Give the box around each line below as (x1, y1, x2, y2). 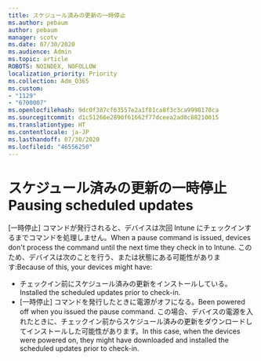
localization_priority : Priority (8, 70, 118, 78)
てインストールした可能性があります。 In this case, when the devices (19, 326, 241, 336)
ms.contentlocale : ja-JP (8, 128, 89, 136)
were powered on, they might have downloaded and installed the (19, 335, 230, 345)
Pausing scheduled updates (8, 196, 194, 214)
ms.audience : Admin (8, 48, 72, 56)
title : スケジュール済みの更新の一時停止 (8, 11, 126, 20)
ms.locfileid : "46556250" (8, 143, 92, 151)
